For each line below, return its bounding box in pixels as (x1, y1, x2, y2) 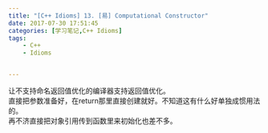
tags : (8, 34, 26, 42)
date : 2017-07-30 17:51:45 (8, 19, 99, 27)
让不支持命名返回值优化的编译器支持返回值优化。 (8, 86, 170, 95)
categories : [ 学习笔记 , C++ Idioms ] (8, 26, 123, 34)
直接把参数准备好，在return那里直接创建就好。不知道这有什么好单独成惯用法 (8, 96, 261, 105)
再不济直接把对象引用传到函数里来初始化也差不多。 (8, 116, 177, 125)
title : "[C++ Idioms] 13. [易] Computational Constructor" (8, 11, 209, 20)
